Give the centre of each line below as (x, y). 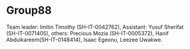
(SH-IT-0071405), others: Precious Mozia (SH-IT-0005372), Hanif (87, 33)
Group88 (29, 10)
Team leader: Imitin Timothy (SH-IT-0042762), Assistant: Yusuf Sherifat (95, 27)
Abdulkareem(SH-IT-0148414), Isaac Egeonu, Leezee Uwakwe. (84, 39)
